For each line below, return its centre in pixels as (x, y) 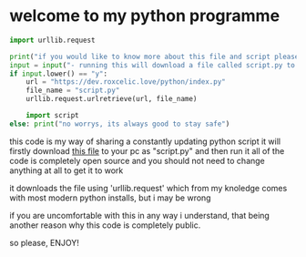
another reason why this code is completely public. (105, 225)
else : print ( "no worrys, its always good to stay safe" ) (120, 124)
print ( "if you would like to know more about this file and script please (154, 57)
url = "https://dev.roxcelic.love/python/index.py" (126, 82)
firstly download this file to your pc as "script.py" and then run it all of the (147, 150)
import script (52, 116)
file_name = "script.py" (73, 91)
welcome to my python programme (145, 16)
